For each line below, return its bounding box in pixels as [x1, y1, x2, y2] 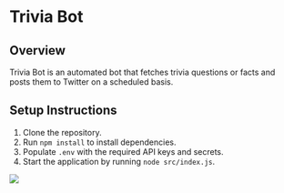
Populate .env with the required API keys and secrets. [22, 146, 225, 157]
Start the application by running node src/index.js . [22, 156, 216, 167]
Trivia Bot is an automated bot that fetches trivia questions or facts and [9, 66, 276, 77]
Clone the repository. [22, 127, 102, 137]
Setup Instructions [9, 103, 117, 118]
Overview [9, 43, 66, 58]
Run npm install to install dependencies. [22, 137, 177, 147]
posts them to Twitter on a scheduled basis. [9, 76, 174, 87]
